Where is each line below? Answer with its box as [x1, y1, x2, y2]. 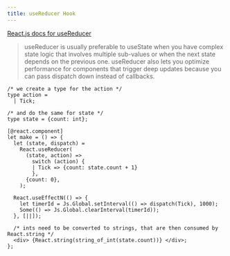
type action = [7, 91, 48, 98]
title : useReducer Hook [7, 10, 76, 17]
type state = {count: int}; [7, 116, 89, 122]
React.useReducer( [19, 146, 73, 153]
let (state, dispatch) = [13, 140, 85, 147]
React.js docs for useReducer [7, 29, 92, 37]
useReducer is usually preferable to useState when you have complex [24, 42, 224, 51]
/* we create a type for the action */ [7, 85, 123, 92]
